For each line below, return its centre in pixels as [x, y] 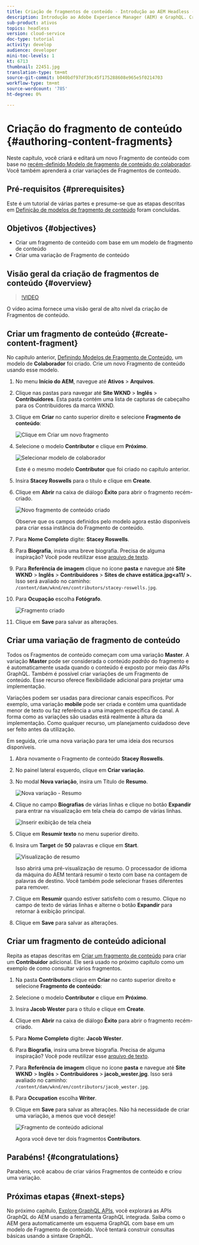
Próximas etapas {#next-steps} [66, 1196]
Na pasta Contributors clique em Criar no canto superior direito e [95, 979]
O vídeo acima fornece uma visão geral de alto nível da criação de [87, 309]
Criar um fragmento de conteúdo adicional [87, 941]
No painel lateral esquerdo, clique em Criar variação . [80, 770]
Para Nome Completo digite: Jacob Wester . [69, 1038]
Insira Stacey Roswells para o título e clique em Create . [83, 480]
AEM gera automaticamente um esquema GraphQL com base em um [90, 1223]
